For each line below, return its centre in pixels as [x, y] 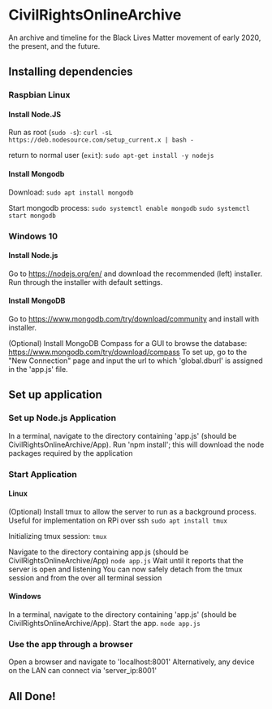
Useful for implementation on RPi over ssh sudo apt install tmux [118, 520]
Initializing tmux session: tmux [58, 536]
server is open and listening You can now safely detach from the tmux [125, 569]
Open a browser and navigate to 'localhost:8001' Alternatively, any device [132, 662]
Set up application [56, 395]
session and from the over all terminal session [85, 578]
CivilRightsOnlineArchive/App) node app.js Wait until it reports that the [126, 560]
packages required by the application [71, 453]
